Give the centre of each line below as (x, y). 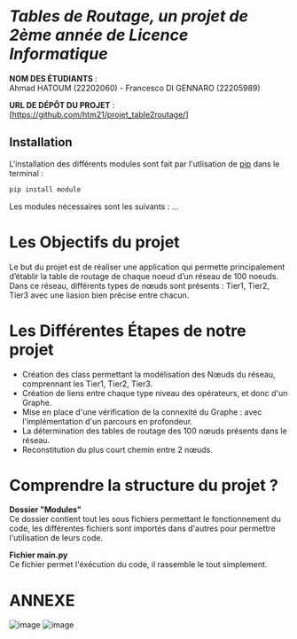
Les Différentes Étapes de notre (128, 331)
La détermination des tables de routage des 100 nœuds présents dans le (155, 431)
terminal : (27, 173)
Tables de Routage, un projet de (129, 16)
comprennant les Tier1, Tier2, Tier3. (87, 384)
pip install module (45, 189)
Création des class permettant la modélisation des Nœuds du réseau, (149, 374)
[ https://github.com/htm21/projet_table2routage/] (99, 114)
